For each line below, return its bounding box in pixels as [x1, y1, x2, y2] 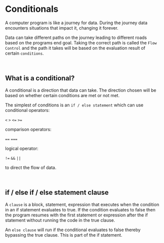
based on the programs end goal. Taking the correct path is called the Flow [5, 39, 157, 45]
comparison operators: [5, 126, 52, 132]
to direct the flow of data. [5, 164, 57, 171]
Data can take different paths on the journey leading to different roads [5, 35, 147, 40]
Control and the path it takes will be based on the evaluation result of [5, 45, 145, 51]
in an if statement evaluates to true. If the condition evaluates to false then [5, 207, 156, 212]
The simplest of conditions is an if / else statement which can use [5, 102, 144, 108]
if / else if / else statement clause [5, 188, 109, 197]
